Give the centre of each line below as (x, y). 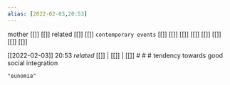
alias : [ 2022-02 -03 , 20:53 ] (47, 14)
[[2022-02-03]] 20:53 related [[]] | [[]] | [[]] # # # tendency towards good (115, 55)
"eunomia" (22, 76)
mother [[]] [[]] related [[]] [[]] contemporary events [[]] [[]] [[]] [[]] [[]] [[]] (115, 34)
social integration (33, 63)
